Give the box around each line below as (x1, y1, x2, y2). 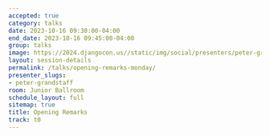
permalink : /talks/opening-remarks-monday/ (8, 64, 157, 72)
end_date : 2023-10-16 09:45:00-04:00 (8, 34, 135, 42)
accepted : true (8, 11, 59, 20)
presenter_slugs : (8, 71, 67, 79)
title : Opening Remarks (8, 109, 88, 117)
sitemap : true (8, 101, 56, 109)
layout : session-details (8, 57, 92, 65)
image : (8, 49, 31, 57)
